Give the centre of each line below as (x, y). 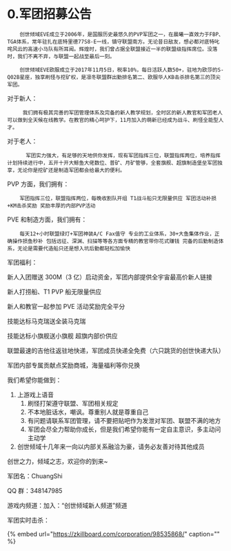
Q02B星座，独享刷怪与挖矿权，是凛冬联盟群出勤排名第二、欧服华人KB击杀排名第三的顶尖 (114, 77)
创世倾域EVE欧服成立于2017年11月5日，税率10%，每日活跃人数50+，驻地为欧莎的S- (122, 70)
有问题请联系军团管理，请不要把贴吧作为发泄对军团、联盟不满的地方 (124, 420)
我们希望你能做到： (34, 380)
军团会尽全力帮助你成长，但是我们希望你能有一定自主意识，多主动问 (124, 429)
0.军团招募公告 (49, 14)
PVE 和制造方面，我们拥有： (47, 219)
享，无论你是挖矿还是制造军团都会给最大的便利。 (66, 170)
